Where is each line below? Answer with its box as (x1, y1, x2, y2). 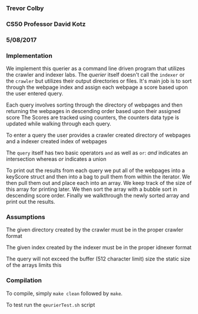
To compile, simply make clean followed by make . (6, 290, 123, 297)
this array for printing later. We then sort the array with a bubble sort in (6, 186, 178, 193)
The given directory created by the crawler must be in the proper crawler (6, 226, 184, 233)
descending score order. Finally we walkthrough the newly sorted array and (6, 192, 190, 199)
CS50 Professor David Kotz (6, 19, 86, 28)
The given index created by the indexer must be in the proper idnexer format (6, 244, 192, 251)
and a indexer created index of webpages (6, 138, 107, 145)
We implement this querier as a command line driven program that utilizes (6, 65, 186, 72)
